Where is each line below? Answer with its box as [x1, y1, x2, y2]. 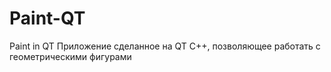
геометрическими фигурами [9, 50, 132, 62]
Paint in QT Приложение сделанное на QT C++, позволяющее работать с [9, 40, 321, 52]
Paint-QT [9, 7, 86, 30]
